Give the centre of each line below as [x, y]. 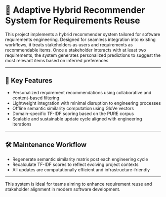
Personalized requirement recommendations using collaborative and [82, 92]
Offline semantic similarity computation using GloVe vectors [73, 108]
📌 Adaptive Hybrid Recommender [75, 10]
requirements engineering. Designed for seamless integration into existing [80, 39]
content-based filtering [36, 98]
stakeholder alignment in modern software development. [63, 189]
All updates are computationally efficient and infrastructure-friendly [81, 169]
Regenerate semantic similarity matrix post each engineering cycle [80, 159]
